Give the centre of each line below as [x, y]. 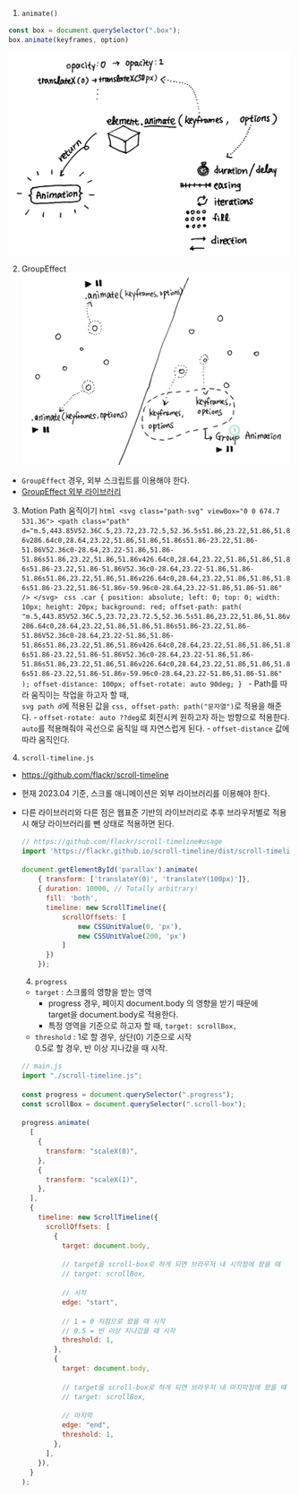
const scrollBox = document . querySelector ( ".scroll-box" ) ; [134, 1104]
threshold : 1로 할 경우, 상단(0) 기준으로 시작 [113, 1037]
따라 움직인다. [46, 739]
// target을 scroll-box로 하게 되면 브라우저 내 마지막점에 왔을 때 [174, 1388]
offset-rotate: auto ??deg [90, 717]
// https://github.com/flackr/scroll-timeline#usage [122, 841]
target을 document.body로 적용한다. [113, 1015]
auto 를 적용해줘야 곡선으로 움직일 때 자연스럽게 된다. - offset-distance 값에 [155, 728]
